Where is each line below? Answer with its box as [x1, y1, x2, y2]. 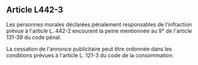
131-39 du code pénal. [6, 33, 62, 41]
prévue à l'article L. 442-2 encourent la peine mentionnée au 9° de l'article [6, 27, 192, 34]
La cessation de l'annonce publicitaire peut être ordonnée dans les [6, 45, 172, 52]
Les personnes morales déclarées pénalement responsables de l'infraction [6, 20, 192, 28]
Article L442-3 [6, 5, 63, 15]
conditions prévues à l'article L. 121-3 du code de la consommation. [6, 51, 174, 59]
